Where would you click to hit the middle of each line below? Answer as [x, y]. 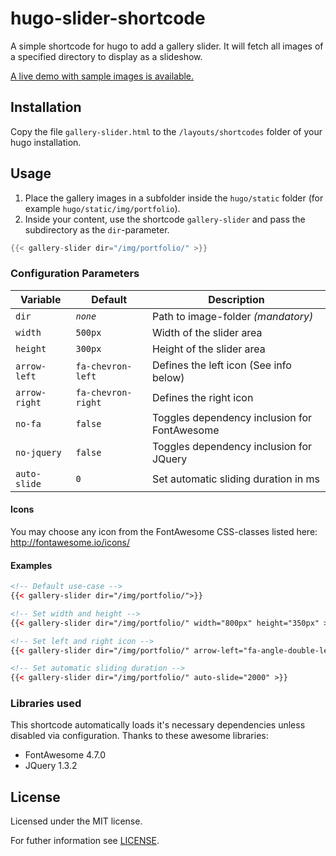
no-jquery [38, 452]
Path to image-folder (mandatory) [232, 316]
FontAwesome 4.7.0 [65, 755]
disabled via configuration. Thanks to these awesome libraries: [139, 736]
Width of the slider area [207, 332]
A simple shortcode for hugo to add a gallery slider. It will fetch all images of [167, 46]
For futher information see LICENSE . [85, 841]
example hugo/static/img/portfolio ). [102, 208]
